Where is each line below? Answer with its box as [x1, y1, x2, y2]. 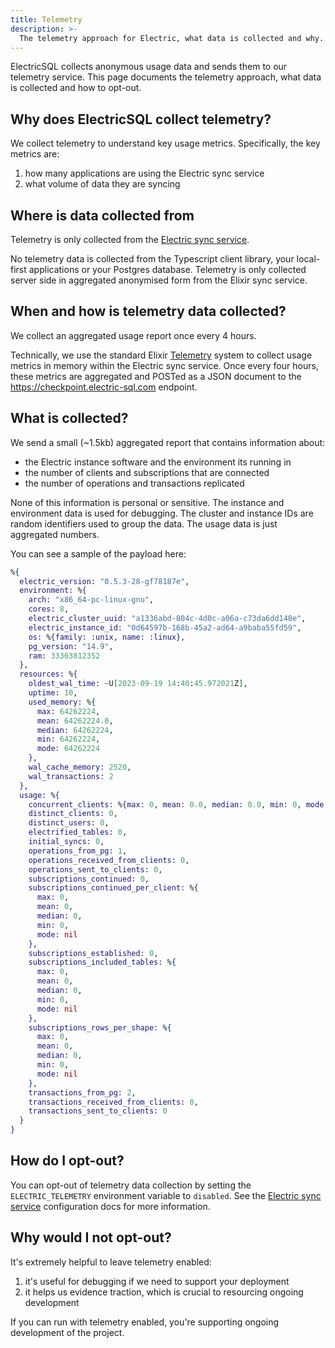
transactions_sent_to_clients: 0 [28, 1106, 168, 1116]
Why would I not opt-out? [10, 1229, 172, 1246]
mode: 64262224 [36, 744, 101, 754]
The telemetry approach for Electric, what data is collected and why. [19, 33, 325, 43]
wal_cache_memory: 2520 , [28, 762, 132, 772]
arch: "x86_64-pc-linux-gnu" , [28, 595, 155, 605]
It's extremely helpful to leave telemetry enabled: [10, 1256, 212, 1268]
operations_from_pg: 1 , [28, 846, 128, 856]
